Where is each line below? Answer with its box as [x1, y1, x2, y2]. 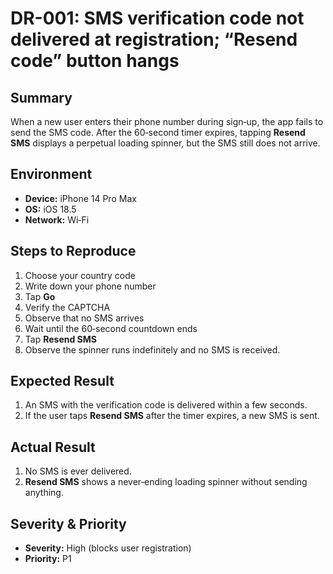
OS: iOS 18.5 [24, 203, 77, 215]
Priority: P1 [24, 553, 72, 565]
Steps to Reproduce [10, 243, 137, 260]
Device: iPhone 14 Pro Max [24, 192, 137, 204]
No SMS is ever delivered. [24, 465, 132, 477]
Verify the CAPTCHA [24, 301, 111, 313]
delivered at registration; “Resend [10, 28, 298, 51]
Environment [10, 166, 93, 183]
